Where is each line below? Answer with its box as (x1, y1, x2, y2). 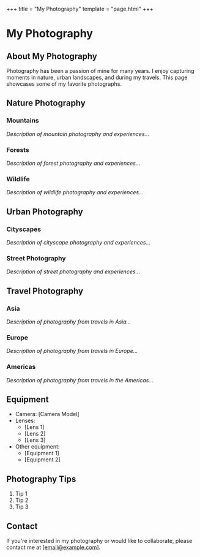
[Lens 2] (24, 430, 46, 438)
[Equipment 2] (24, 456, 61, 463)
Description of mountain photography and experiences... (6, 130, 150, 137)
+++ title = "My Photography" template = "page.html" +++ (6, 6, 154, 12)
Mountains (6, 116, 39, 125)
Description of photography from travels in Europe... (6, 347, 138, 355)
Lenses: (15, 417, 35, 425)
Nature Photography (6, 98, 86, 108)
